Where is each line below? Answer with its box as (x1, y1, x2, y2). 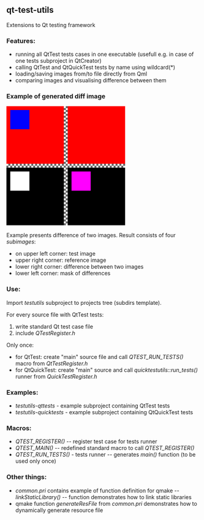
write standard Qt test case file (15, 323, 94, 330)
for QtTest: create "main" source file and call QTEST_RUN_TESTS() (15, 353, 184, 360)
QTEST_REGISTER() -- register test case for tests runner (15, 438, 157, 445)
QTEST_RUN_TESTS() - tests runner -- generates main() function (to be (15, 451, 196, 459)
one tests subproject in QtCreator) (15, 57, 102, 65)
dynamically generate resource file (15, 506, 104, 514)
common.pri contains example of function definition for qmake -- (15, 487, 179, 494)
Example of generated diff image (6, 92, 106, 101)
